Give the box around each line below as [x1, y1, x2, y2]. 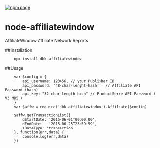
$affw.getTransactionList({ [14, 112, 71, 118]
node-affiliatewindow [5, 22, 95, 33]
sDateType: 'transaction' [22, 126, 76, 130]
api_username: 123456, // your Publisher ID [22, 78, 115, 84]
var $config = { [14, 74, 47, 79]
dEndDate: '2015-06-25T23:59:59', [22, 121, 97, 126]
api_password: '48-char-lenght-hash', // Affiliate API [22, 83, 140, 88]
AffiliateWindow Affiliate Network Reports [5, 37, 89, 43]
